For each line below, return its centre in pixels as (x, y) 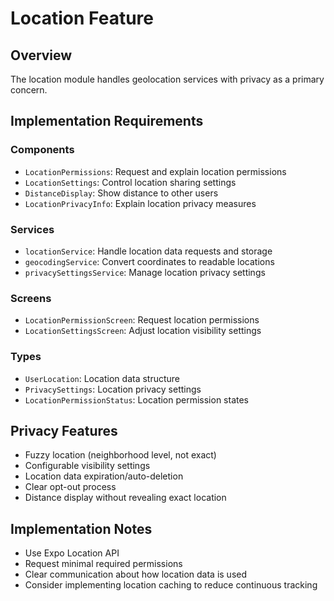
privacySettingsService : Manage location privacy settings (145, 272)
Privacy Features (64, 430)
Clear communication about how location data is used (136, 574)
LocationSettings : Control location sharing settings (130, 182)
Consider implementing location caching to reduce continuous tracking (171, 585)
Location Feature (82, 18)
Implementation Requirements (107, 121)
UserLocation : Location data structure (102, 378)
